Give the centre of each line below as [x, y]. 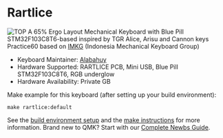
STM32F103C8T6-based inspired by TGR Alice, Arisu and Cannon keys [108, 38]
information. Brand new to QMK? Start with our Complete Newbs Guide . [109, 127]
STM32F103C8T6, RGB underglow [66, 74]
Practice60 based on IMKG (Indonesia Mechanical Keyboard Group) [103, 46]
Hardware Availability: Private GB [64, 81]
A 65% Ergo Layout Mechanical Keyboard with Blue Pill [106, 32]
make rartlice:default [40, 107]
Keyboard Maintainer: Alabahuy [62, 59]
